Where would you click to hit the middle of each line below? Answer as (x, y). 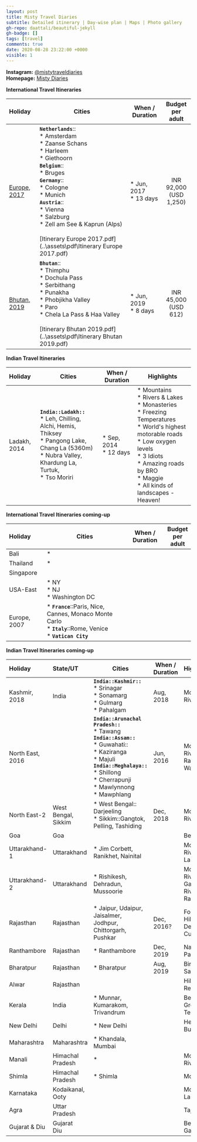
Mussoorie (108, 891)
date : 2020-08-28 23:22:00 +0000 (47, 50)
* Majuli (104, 759)
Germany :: (52, 180)
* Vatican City (67, 636)
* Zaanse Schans (64, 143)
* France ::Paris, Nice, (76, 607)
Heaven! (149, 500)
